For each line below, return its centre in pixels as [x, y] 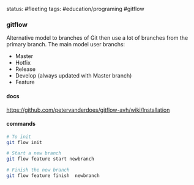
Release [25, 69]
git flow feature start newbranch [50, 159]
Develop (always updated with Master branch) [73, 76]
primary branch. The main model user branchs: [66, 45]
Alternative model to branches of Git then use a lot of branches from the [97, 38]
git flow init [24, 142]
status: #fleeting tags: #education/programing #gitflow [76, 9]
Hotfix [23, 63]
